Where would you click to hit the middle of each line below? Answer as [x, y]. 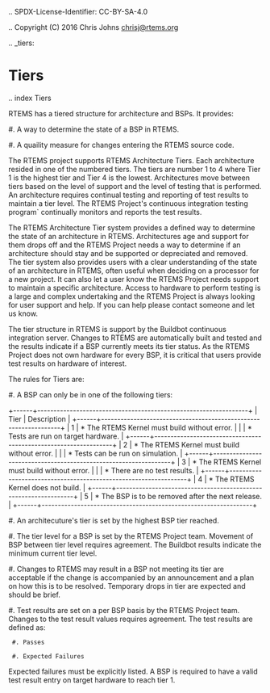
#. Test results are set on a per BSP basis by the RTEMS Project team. [124, 610]
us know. [23, 313]
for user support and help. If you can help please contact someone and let [132, 304]
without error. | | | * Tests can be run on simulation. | [96, 453]
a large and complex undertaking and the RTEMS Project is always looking [132, 296]
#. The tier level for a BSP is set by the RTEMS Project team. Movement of [131, 535]
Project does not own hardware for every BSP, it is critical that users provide [135, 355]
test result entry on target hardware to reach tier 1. [92, 680]
